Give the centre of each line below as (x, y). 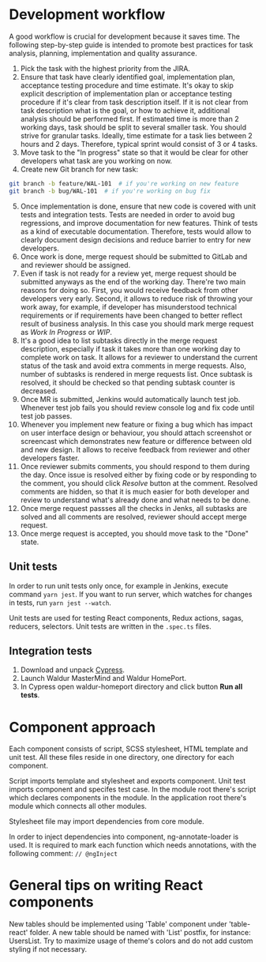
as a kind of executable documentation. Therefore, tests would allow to (136, 231)
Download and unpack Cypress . (73, 670)
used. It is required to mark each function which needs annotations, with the (133, 845)
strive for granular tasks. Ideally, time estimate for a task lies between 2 (137, 135)
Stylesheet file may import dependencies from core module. (107, 821)
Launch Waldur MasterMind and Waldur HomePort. (103, 678)
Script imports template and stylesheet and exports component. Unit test (127, 781)
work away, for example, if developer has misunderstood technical (129, 306)
